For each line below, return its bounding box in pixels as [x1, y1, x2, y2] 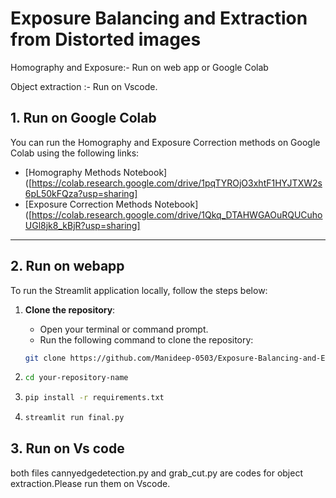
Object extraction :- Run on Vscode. [10, 80, 158, 92]
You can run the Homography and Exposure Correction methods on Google [10, 136, 321, 148]
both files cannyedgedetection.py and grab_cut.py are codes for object [10, 467, 303, 479]
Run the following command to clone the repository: [39, 333, 254, 346]
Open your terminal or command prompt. [39, 323, 209, 335]
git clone [24, 353, 67, 363]
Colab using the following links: [10, 147, 140, 159]
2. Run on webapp [10, 258, 125, 275]
